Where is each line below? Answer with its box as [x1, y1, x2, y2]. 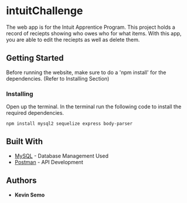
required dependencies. [6, 109, 64, 117]
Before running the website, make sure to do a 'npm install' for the [6, 69, 166, 76]
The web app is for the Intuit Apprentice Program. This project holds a [6, 24, 175, 31]
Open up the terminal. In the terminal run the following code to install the [6, 103, 182, 110]
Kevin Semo [14, 191, 45, 198]
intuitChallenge [6, 4, 84, 18]
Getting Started [6, 53, 64, 63]
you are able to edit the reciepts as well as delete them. [6, 36, 140, 43]
